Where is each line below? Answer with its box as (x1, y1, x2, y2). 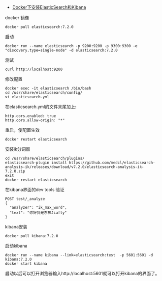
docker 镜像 (5, 15, 30, 21)
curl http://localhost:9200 (5, 67, 63, 72)
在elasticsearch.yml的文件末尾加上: (5, 104, 77, 110)
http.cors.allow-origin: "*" (5, 118, 65, 123)
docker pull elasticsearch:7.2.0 (5, 25, 74, 29)
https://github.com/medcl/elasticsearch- (68, 160, 155, 165)
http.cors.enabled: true (5, 113, 56, 118)
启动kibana (5, 243, 28, 249)
